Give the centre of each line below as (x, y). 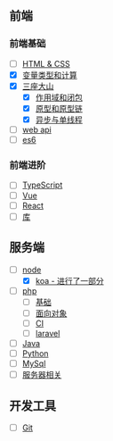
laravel (48, 333)
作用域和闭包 (59, 97)
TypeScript (42, 185)
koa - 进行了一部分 (69, 280)
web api (36, 130)
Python (35, 354)
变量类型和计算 (49, 75)
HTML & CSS (46, 63)
